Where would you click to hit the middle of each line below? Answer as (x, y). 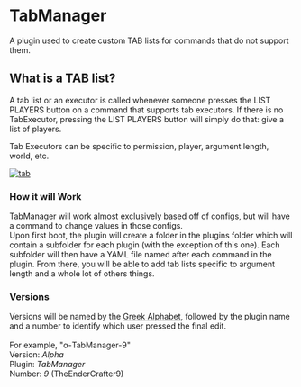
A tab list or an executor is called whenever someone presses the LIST (140, 100)
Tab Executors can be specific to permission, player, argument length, (139, 146)
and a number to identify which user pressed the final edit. (118, 326)
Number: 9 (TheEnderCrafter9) (67, 373)
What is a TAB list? (63, 79)
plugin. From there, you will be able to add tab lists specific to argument (142, 264)
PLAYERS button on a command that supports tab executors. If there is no (146, 110)
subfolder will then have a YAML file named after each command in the (141, 255)
